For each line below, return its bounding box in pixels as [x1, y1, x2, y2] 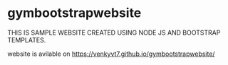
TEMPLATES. [7, 35, 46, 44]
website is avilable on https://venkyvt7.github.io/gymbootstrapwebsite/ [7, 49, 215, 58]
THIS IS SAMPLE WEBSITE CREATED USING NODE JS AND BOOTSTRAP [7, 28, 221, 37]
